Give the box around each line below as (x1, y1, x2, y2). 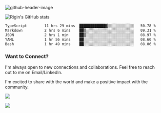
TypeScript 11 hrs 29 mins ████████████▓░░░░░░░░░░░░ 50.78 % (5, 23, 156, 28)
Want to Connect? (5, 53, 49, 60)
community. (5, 84, 29, 90)
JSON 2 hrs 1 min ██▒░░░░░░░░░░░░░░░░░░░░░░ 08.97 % (5, 32, 156, 38)
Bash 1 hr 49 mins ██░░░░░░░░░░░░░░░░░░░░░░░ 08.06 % (5, 41, 156, 46)
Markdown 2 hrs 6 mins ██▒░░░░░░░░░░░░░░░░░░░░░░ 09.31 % (5, 28, 156, 33)
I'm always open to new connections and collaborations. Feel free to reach (5, 64, 155, 70)
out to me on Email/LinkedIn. (5, 69, 62, 75)
